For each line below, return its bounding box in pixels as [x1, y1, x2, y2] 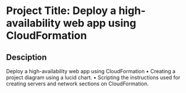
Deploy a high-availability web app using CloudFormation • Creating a [6, 68, 175, 74]
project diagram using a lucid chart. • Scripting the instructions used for [6, 74, 181, 81]
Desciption [6, 52, 47, 62]
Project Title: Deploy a [6, 4, 117, 18]
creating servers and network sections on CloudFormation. [6, 80, 149, 87]
